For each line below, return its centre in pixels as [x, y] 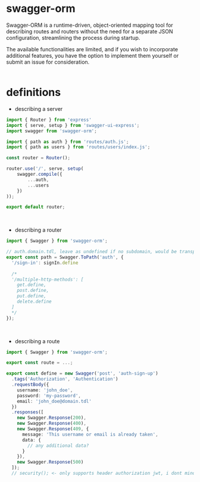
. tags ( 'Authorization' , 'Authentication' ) [65, 379]
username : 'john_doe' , [45, 390]
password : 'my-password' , [49, 396]
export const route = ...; [40, 363]
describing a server [39, 108]
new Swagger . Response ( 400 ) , [51, 424]
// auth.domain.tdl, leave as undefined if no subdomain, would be [92, 252]
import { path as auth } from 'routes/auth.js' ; [68, 142]
